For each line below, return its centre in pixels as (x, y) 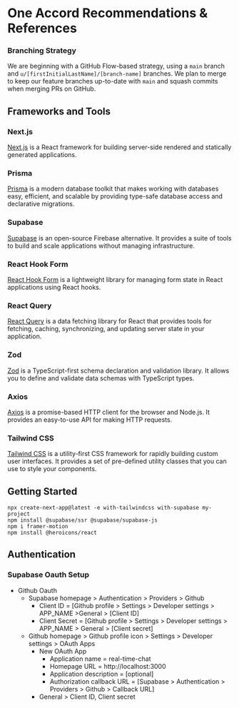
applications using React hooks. (54, 288)
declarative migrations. (41, 204)
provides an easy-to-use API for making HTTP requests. (90, 420)
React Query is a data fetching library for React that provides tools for (110, 321)
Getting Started (42, 491)
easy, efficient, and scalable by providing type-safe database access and (115, 196)
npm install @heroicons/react (52, 533)
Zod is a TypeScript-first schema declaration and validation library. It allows (118, 370)
